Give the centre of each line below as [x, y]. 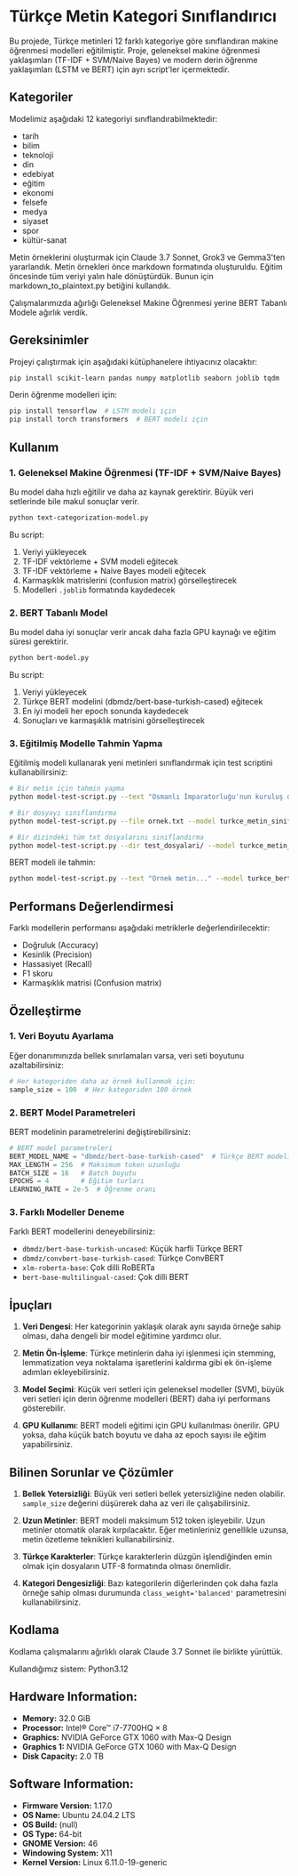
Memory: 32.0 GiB [56, 1718]
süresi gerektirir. [39, 641]
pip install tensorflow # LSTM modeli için [93, 411]
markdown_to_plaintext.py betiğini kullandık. [90, 286]
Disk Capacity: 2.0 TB [63, 1756]
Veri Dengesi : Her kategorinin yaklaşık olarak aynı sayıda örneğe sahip [151, 1326]
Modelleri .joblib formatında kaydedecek [98, 590]
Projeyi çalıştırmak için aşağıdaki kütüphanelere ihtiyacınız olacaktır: [133, 361]
